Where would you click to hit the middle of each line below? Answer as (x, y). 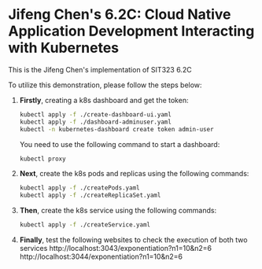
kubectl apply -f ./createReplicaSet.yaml (90, 195)
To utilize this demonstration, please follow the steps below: (105, 85)
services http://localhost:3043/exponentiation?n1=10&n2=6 (116, 249)
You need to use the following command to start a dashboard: (120, 144)
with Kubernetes (64, 48)
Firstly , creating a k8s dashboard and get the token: (104, 100)
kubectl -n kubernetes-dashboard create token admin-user (116, 129)
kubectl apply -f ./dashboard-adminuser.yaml (95, 122)
